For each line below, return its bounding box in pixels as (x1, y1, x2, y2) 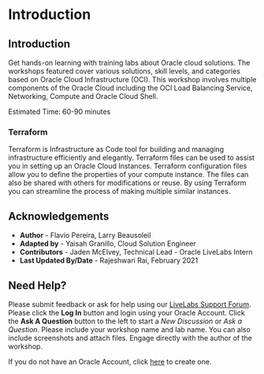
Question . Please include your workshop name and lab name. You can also (8, 324, 251, 334)
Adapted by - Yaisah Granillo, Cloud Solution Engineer (19, 239, 197, 248)
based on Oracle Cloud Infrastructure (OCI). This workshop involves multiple (8, 75, 257, 84)
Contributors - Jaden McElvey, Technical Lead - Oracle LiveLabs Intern (19, 247, 253, 257)
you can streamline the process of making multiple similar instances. (8, 187, 231, 196)
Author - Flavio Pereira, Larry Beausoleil (19, 231, 151, 240)
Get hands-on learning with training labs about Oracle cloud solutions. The (8, 58, 251, 67)
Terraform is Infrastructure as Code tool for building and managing (8, 145, 225, 154)
